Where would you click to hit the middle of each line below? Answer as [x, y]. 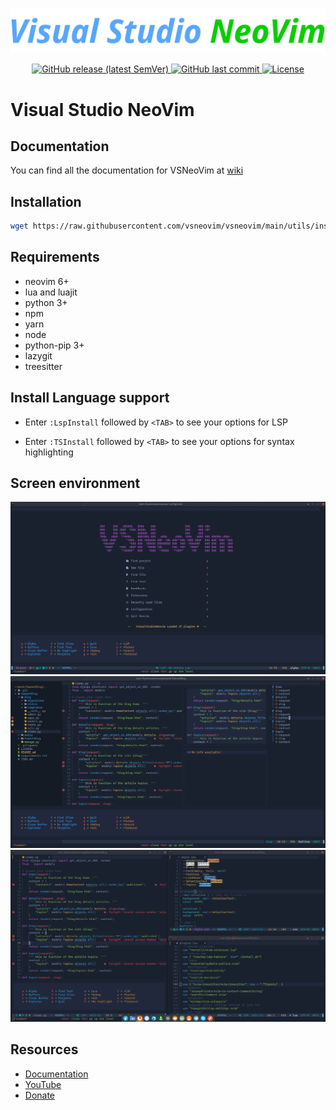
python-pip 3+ [54, 345]
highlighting [49, 452]
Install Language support [90, 398]
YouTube [43, 1084]
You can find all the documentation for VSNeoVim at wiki [127, 170]
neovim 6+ [47, 281]
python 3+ [46, 302]
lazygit [38, 355]
